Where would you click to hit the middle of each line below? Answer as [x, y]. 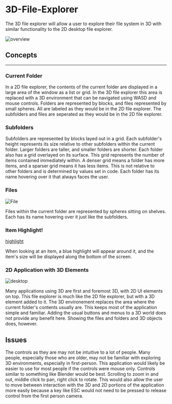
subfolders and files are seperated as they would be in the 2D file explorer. [84, 114]
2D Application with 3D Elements [47, 270]
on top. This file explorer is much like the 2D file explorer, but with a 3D [80, 297]
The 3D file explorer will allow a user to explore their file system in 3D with [83, 24]
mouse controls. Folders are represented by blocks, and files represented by [86, 103]
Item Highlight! [24, 230]
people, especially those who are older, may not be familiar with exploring [83, 358]
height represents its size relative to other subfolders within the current [80, 144]
